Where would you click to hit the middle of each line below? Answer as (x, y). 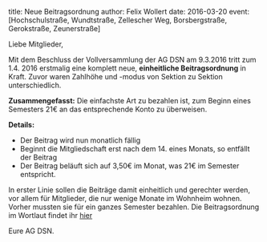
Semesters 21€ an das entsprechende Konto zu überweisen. (108, 109)
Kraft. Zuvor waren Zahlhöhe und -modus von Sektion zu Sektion (115, 77)
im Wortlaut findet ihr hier (51, 215)
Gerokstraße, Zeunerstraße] (55, 28)
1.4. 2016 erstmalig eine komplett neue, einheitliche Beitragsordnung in (127, 68)
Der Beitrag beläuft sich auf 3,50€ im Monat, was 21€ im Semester (129, 166)
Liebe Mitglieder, (36, 44)
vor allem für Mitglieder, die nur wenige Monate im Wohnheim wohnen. (125, 198)
